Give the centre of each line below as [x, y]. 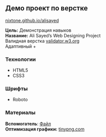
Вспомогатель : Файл [28, 123]
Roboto [20, 100]
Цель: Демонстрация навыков [38, 30]
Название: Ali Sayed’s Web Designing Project [53, 35]
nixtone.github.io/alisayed [32, 20]
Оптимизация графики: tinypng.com [45, 129]
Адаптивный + [21, 46]
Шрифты [16, 89]
